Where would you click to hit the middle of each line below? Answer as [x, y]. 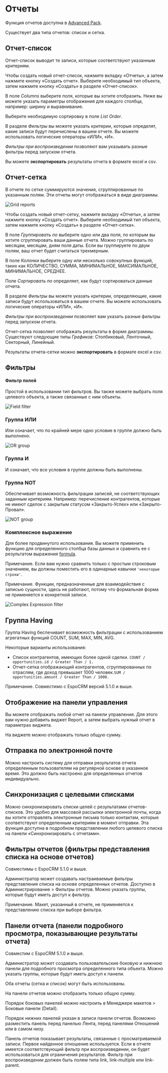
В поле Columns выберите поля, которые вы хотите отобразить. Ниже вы [84, 95]
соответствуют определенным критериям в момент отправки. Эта [77, 823]
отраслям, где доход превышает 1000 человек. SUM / [69, 672]
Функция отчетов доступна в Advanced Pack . [54, 23]
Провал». [15, 510]
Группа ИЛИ [21, 420]
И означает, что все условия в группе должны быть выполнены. [74, 469]
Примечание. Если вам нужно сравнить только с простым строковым [81, 564]
